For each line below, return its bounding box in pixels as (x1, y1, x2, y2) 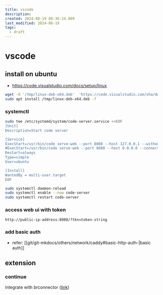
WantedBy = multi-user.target (5, 173, 66, 178)
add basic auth (5, 229, 41, 235)
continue (5, 274, 27, 280)
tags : (5, 25, 16, 30)
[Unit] (5, 123, 18, 129)
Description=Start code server (5, 128, 68, 133)
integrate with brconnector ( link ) (5, 284, 69, 290)
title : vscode (5, 7, 34, 12)
